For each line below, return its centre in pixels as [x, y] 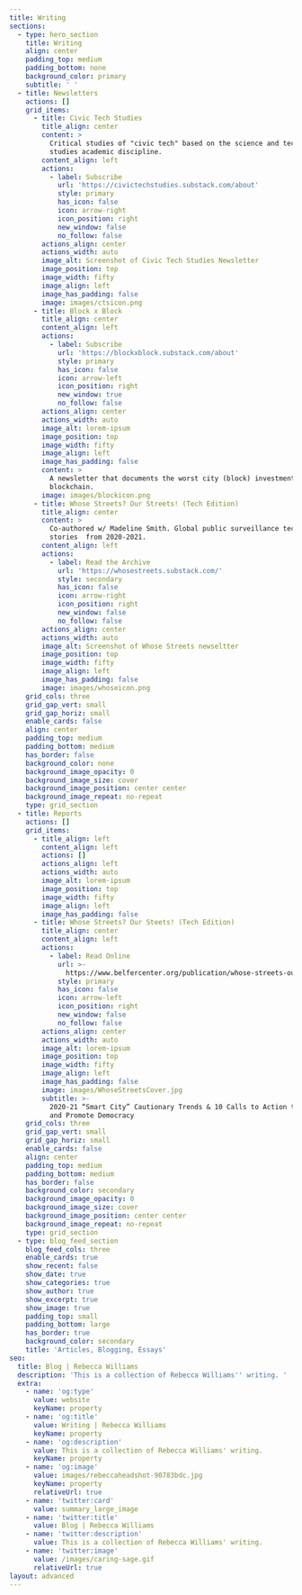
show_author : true [60, 1291]
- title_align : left [71, 839]
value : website [62, 1400]
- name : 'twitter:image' [72, 1551]
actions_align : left [80, 864]
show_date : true [56, 1275]
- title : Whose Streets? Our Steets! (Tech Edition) [134, 923]
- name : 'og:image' [62, 1467]
